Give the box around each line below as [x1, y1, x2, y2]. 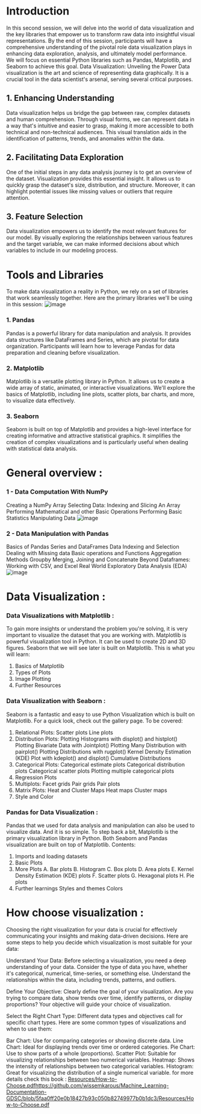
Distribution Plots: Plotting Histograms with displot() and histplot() [14, 735, 178, 742]
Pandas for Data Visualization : [6, 808, 98, 816]
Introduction [6, 4, 70, 18]
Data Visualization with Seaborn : [6, 697, 106, 705]
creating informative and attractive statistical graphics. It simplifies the [6, 432, 181, 439]
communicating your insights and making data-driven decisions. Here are [6, 932, 188, 939]
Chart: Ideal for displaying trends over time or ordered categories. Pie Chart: [6, 1043, 196, 1051]
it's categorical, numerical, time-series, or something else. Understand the [6, 970, 191, 977]
